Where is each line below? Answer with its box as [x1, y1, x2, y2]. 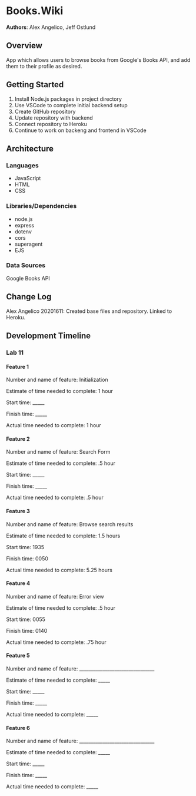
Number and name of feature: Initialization [6, 376, 108, 384]
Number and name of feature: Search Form [6, 448, 111, 455]
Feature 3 [6, 507, 31, 514]
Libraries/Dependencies [6, 202, 77, 210]
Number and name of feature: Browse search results [6, 520, 134, 528]
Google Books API [6, 275, 50, 282]
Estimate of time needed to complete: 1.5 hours [6, 532, 121, 539]
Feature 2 [6, 435, 31, 442]
